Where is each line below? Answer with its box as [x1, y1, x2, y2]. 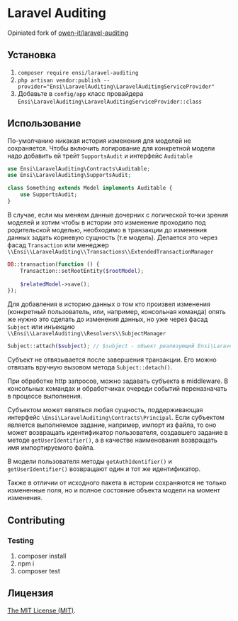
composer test [17, 566, 60, 575]
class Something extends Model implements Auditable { [7, 185, 173, 192]
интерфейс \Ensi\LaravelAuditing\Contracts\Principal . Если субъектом [7, 414, 225, 422]
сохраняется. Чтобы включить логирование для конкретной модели [7, 144, 215, 152]
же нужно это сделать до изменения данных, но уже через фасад [7, 315, 208, 324]
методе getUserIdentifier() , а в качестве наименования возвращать [7, 436, 217, 445]
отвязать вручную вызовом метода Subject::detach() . [7, 363, 173, 372]
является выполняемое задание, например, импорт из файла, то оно [7, 421, 217, 429]
